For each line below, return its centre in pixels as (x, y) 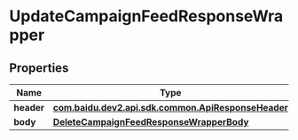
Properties (39, 68)
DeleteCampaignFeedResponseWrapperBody (151, 122)
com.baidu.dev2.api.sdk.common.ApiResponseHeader (170, 108)
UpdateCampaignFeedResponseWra (146, 16)
